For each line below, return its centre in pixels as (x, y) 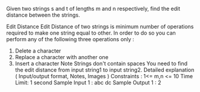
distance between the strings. (43, 15)
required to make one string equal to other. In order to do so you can (91, 33)
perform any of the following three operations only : (70, 39)
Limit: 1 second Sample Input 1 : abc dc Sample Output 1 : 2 (88, 82)
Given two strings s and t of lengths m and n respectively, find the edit (93, 9)
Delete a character (38, 51)
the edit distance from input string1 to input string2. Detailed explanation (105, 70)
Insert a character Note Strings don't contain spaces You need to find (101, 63)
